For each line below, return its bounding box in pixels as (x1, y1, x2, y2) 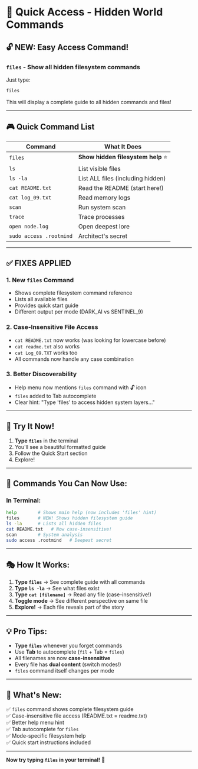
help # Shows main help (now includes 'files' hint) (6, 510, 157, 516)
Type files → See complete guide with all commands (14, 579, 146, 586)
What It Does (104, 142, 142, 150)
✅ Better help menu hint (6, 719, 65, 726)
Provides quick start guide (14, 302, 78, 309)
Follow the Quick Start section (14, 450, 88, 457)
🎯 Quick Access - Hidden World (6, 5, 163, 19)
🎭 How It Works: (6, 560, 70, 570)
